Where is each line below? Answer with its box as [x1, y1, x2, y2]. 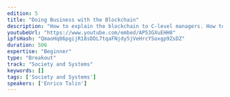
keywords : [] [7, 67, 44, 74]
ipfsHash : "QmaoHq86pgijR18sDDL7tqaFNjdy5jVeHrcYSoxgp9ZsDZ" [7, 36, 186, 42]
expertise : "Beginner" [7, 48, 72, 55]
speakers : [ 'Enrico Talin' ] [7, 80, 88, 87]
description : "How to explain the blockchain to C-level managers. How [7, 23, 216, 29]
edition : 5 [7, 10, 38, 17]
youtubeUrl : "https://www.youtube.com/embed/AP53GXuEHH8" [7, 29, 176, 36]
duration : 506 [7, 42, 48, 48]
